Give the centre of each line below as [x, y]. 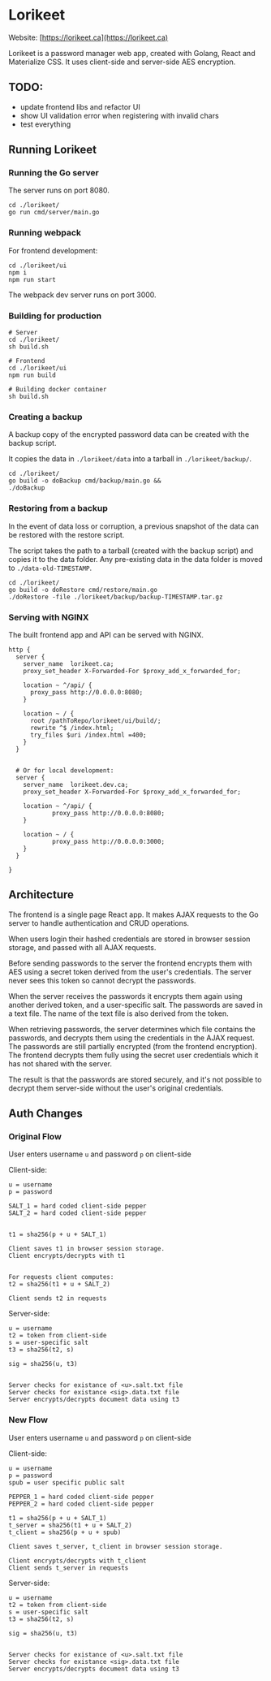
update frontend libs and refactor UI [80, 106]
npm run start [32, 279]
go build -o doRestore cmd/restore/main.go [83, 590]
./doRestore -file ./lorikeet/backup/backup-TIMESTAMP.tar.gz [116, 597]
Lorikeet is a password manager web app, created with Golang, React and [132, 53]
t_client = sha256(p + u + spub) [65, 1532]
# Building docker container [58, 390]
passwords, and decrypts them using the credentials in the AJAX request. [132, 1038]
